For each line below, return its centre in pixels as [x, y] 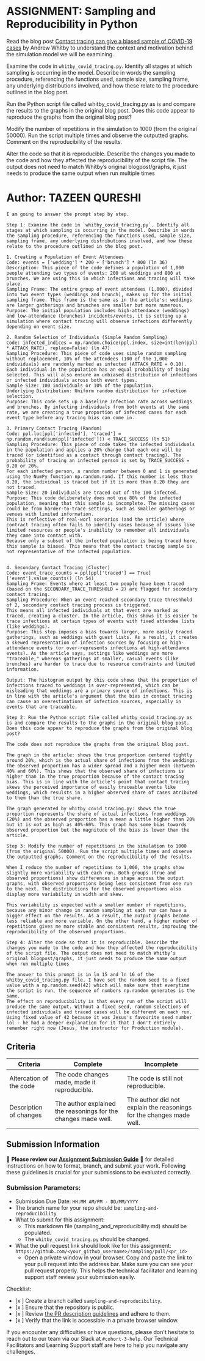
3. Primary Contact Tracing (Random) [54, 428]
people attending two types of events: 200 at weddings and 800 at [94, 273]
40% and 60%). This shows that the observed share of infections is [95, 771]
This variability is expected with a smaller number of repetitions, [97, 905]
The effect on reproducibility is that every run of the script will [97, 1001]
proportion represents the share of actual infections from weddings [97, 814]
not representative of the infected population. [69, 551]
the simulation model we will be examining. [60, 54]
